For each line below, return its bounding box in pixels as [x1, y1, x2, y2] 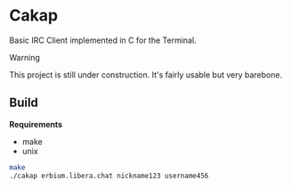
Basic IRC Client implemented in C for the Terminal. [9, 35, 198, 45]
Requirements [9, 119, 63, 129]
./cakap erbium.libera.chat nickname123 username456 [9, 171, 209, 180]
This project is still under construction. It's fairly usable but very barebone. [9, 69, 283, 80]
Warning [9, 52, 40, 62]
